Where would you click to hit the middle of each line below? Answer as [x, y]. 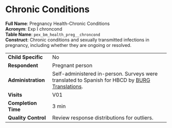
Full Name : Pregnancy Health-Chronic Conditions [58, 23]
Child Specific [25, 57]
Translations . [68, 86]
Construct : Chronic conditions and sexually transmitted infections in [77, 40]
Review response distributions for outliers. [103, 117]
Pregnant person [72, 65]
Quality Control [27, 117]
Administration [26, 80]
